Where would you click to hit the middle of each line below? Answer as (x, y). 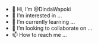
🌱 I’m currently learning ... (43, 22)
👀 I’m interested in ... (37, 15)
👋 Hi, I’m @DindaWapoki (41, 9)
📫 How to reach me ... (39, 35)
